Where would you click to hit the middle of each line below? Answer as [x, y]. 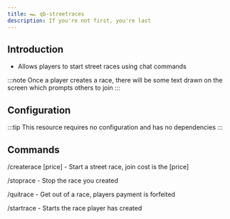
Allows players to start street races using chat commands [102, 66]
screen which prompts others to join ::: [64, 88]
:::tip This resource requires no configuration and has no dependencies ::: [115, 127]
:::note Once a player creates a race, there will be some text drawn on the [115, 80]
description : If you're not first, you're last [79, 21]
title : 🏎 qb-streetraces [46, 14]
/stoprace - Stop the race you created [63, 180]
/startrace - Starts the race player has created [75, 208]
